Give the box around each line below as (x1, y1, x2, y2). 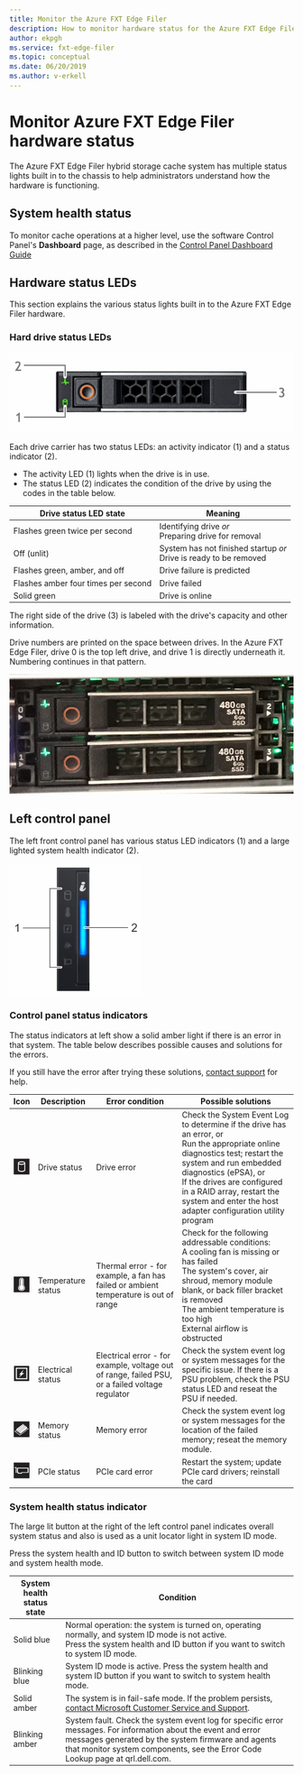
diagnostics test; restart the (181, 1147, 284, 1158)
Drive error (96, 1162, 137, 1173)
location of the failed (181, 1425, 259, 1436)
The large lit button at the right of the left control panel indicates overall (9, 1521, 274, 1532)
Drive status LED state (39, 508, 126, 519)
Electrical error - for (96, 1349, 171, 1361)
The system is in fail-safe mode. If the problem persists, (65, 1692, 273, 1704)
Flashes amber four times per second (13, 577, 151, 588)
